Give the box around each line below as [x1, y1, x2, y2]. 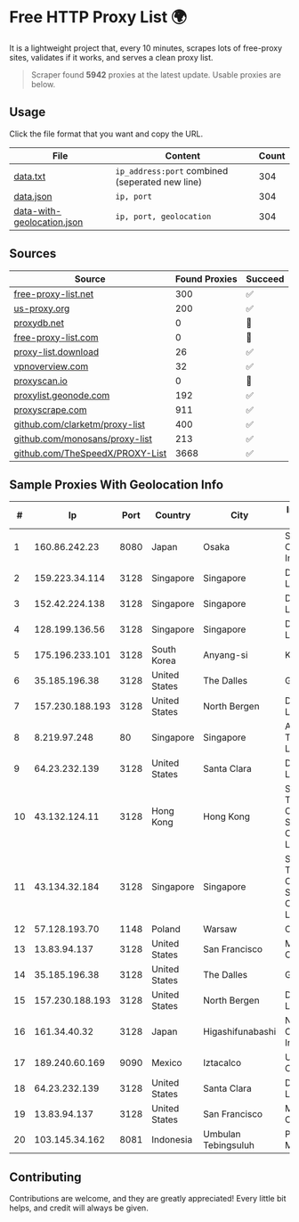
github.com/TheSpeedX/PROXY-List [13, 447, 167, 459]
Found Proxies [174, 273, 238, 285]
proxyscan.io [13, 374, 69, 387]
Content [165, 149, 201, 161]
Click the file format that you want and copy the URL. [9, 128, 203, 139]
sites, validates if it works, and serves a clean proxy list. [9, 52, 214, 62]
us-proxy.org [13, 302, 70, 315]
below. [30, 78, 56, 89]
